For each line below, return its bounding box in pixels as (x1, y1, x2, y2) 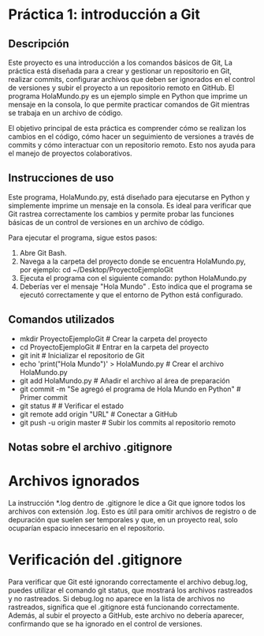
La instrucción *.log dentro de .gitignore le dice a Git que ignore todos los (8, 498, 246, 507)
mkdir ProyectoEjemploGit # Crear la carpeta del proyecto (19, 334, 207, 343)
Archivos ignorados (8, 472, 140, 490)
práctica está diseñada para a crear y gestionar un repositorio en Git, (8, 66, 232, 76)
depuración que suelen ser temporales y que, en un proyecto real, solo (8, 514, 238, 524)
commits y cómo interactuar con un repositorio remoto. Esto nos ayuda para (8, 140, 256, 149)
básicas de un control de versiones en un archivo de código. (8, 217, 205, 226)
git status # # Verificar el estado (19, 401, 125, 410)
